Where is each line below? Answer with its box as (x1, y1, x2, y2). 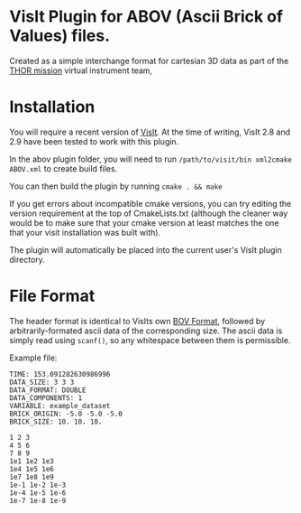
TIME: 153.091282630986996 (9, 369, 111, 378)
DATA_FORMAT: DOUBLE (9, 386, 87, 395)
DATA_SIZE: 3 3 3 (9, 378, 75, 387)
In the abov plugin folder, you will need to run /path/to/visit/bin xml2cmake (9, 154, 293, 164)
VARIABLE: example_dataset (9, 401, 111, 410)
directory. (9, 254, 45, 265)
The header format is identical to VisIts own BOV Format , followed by (9, 315, 266, 326)
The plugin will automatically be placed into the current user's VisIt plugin (9, 244, 282, 255)
